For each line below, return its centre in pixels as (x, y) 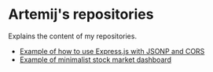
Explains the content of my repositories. (73, 36)
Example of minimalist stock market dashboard (95, 59)
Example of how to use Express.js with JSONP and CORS (112, 51)
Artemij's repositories (81, 14)
